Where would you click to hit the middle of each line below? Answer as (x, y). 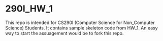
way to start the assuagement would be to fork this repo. (64, 33)
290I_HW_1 (29, 9)
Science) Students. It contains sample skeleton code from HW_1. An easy (82, 27)
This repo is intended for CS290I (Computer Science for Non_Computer (80, 22)
